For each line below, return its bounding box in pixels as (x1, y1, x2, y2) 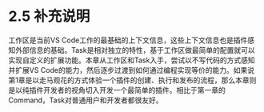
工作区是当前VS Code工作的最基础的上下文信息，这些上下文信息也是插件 (8, 35, 248, 45)
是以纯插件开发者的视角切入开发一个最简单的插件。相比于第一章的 (8, 85, 226, 94)
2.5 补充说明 (8, 7, 90, 26)
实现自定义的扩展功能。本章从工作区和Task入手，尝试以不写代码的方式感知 (8, 55, 255, 65)
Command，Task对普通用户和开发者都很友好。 (8, 95, 163, 105)
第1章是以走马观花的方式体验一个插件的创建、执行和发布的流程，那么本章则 (8, 75, 257, 85)
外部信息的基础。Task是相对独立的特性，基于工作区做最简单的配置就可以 (14, 45, 255, 54)
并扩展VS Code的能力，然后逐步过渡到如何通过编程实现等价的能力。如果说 (8, 65, 254, 74)
